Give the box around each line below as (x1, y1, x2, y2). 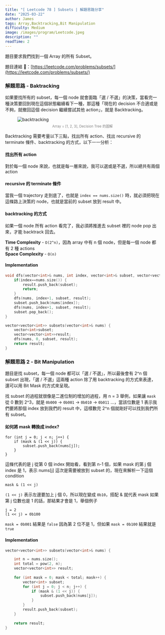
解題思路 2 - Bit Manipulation (5, 358, 75, 365)
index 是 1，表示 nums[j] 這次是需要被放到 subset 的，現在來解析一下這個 (5, 468, 153, 473)
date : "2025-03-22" (5, 12, 45, 17)
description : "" (5, 35, 38, 40)
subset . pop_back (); (14, 309, 54, 314)
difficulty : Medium (5, 26, 45, 30)
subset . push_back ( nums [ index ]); (14, 301, 80, 305)
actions (20, 245, 35, 251)
